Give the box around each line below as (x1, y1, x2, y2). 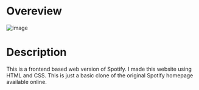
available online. (6, 78, 47, 85)
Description (6, 45, 67, 59)
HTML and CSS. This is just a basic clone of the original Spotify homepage (6, 71, 194, 79)
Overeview (6, 4, 62, 18)
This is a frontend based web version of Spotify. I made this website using (6, 65, 192, 72)
